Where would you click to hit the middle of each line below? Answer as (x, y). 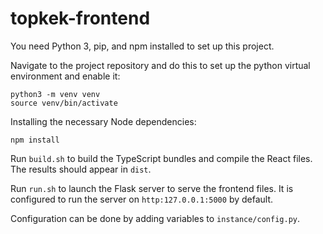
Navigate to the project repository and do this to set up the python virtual (160, 65)
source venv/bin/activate (64, 103)
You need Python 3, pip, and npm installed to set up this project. (142, 46)
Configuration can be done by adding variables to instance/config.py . (155, 218)
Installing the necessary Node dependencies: (103, 121)
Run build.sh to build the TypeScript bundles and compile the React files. (161, 158)
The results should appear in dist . (81, 169)
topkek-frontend (80, 18)
